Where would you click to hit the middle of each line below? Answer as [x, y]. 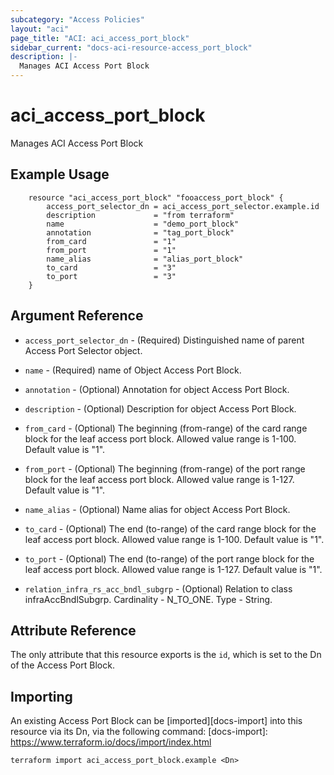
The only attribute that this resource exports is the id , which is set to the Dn [166, 655]
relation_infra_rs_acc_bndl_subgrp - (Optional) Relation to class [158, 588]
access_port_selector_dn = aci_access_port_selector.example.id [183, 206]
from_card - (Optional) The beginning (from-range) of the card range [166, 428]
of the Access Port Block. [62, 665]
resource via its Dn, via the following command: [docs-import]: [139, 732]
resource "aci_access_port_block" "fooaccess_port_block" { [156, 197]
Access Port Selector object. [83, 350]
